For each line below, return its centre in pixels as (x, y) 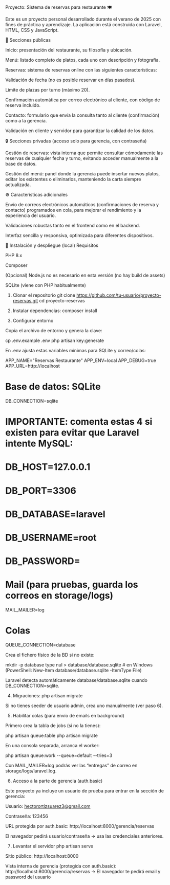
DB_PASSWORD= (43, 561)
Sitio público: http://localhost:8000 (42, 856)
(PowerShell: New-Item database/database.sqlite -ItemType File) (73, 670)
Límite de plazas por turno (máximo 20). (48, 90)
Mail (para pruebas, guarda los (72, 585)
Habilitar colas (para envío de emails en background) (68, 715)
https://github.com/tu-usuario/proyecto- (119, 295)
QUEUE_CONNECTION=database (40, 645)
